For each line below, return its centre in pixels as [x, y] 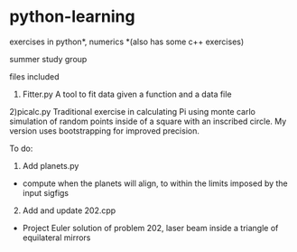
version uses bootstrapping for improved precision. [105, 131]
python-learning [72, 17]
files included [35, 76]
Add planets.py [51, 165]
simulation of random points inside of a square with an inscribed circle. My [148, 121]
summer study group [48, 59]
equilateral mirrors [56, 238]
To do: [21, 148]
